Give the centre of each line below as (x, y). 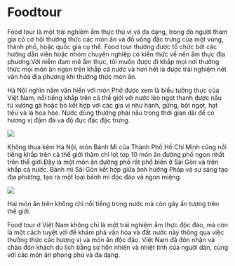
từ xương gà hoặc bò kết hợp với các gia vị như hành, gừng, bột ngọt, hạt (113, 105)
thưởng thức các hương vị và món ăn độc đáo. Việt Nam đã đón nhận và (111, 239)
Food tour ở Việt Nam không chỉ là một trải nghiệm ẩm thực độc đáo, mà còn (117, 224)
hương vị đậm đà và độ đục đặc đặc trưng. (69, 120)
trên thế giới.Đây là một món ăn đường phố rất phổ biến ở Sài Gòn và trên (113, 162)
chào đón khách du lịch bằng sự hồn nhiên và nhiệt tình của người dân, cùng (118, 247)
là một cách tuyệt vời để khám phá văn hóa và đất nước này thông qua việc (116, 232)
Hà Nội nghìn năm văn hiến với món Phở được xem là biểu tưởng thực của (113, 90)
